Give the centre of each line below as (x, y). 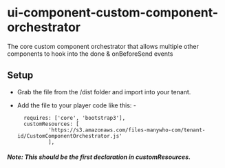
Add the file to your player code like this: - (76, 105)
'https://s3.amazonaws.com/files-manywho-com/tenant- (127, 130)
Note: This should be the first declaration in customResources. (99, 157)
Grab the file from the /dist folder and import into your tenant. (104, 92)
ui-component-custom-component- (113, 13)
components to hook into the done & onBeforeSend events (90, 54)
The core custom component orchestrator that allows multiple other (103, 46)
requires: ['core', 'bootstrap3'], (75, 118)
